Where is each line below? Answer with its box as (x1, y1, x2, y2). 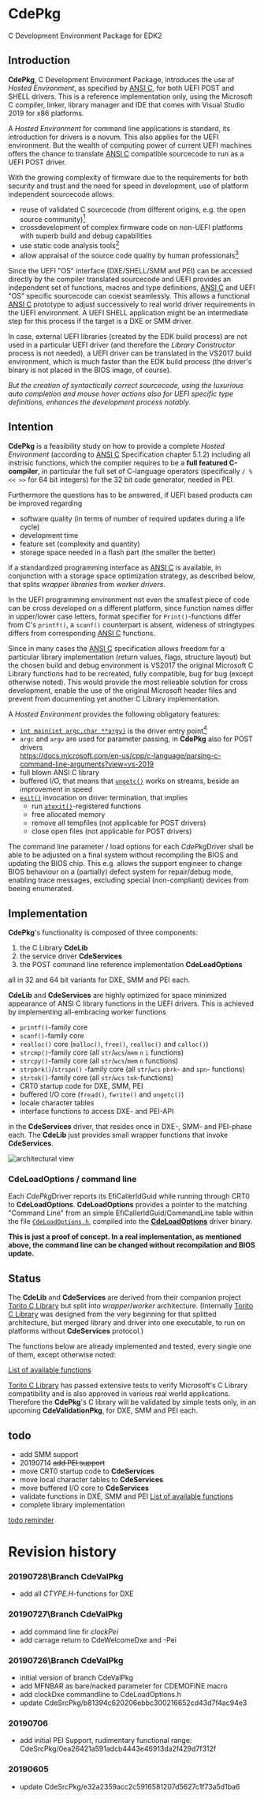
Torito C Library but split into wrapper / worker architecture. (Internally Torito (8, 1301, 254, 1311)
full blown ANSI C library (19, 768, 100, 777)
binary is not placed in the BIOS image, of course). (8, 365, 172, 374)
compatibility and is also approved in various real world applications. (8, 1389, 231, 1398)
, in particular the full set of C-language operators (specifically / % (38, 466, 253, 476)
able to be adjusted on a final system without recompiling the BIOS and (8, 850, 239, 860)
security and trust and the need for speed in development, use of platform (8, 181, 249, 190)
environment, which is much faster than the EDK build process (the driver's (8, 356, 252, 366)
